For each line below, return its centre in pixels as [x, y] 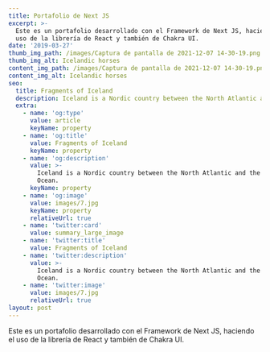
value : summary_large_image [77, 233]
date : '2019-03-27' [41, 46]
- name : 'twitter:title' [64, 241]
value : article [55, 121]
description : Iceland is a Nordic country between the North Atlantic [136, 98]
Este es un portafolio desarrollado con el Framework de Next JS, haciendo [131, 330]
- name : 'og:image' [55, 195]
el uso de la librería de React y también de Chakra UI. [96, 339]
